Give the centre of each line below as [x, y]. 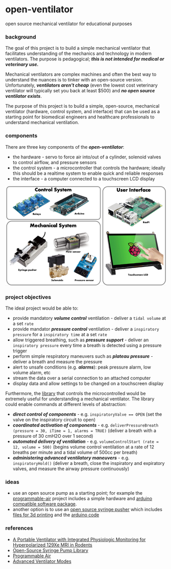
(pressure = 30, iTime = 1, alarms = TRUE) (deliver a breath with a [84, 430]
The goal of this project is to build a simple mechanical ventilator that [78, 48]
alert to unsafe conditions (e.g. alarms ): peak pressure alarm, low [82, 367]
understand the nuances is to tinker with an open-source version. [74, 80]
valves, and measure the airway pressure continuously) [71, 469]
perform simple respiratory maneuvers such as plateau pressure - [83, 356]
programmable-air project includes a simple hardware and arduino [82, 499]
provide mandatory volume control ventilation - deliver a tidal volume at [89, 318]
